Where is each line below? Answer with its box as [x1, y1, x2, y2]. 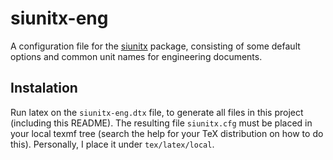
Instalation [10, 80, 78, 97]
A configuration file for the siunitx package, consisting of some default [10, 40, 301, 52]
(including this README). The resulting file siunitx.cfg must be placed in [10, 117, 313, 129]
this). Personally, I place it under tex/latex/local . [10, 138, 215, 150]
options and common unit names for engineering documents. [10, 50, 263, 62]
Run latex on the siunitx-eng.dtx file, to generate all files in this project [10, 106, 304, 118]
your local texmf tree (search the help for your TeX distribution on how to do [10, 127, 324, 139]
